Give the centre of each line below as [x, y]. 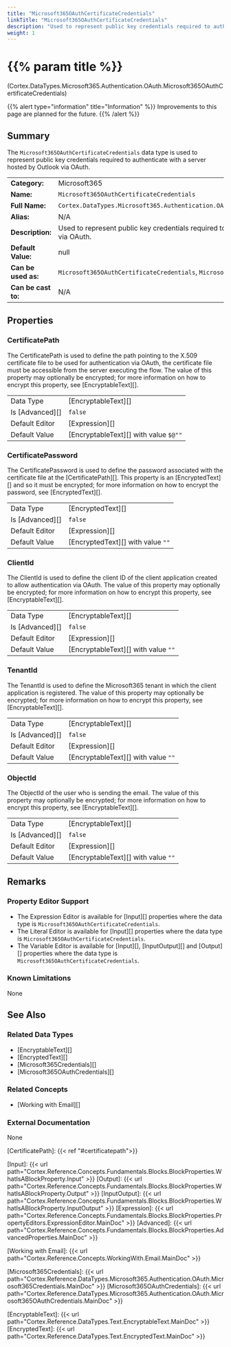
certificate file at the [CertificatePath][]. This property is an [90, 478]
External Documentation [49, 1122]
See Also [26, 1015]
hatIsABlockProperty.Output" [48, 1194]
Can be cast [31, 287]
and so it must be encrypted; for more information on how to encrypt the [116, 484]
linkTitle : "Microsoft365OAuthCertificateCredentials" [87, 20]
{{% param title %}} [65, 67]
